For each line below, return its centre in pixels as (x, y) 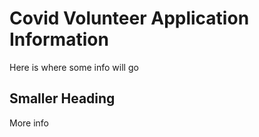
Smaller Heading (62, 98)
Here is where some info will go (74, 67)
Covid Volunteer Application (129, 18)
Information (59, 39)
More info (29, 123)
